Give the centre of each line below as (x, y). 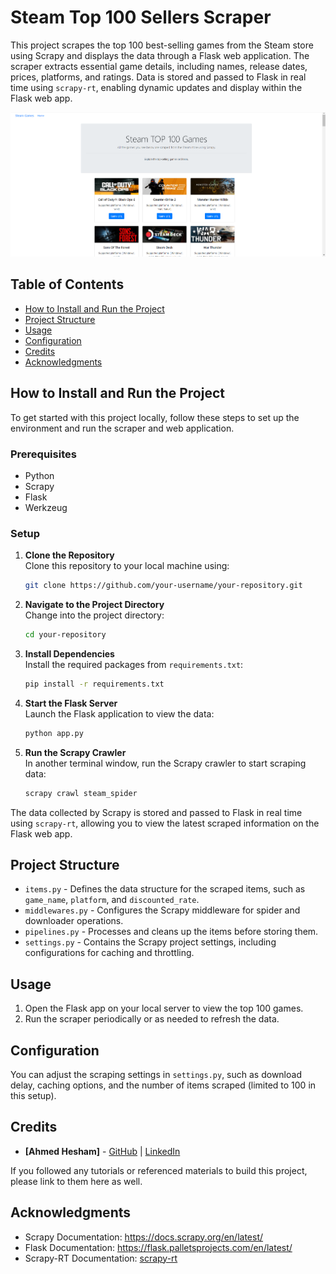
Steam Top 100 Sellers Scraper (141, 17)
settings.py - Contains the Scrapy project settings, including (150, 942)
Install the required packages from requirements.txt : (134, 664)
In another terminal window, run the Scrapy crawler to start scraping (165, 763)
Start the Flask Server (71, 703)
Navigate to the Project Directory (94, 605)
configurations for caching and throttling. (109, 953)
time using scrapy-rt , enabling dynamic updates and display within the (156, 87)
